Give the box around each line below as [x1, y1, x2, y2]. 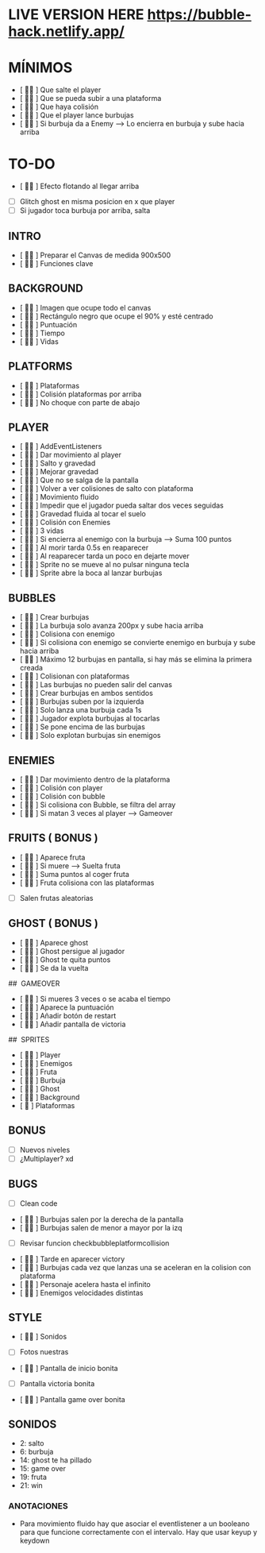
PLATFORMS [8, 360, 73, 373]
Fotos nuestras [19, 1347, 69, 1357]
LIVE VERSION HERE [8, 6, 144, 24]
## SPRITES [8, 1034, 50, 1044]
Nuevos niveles [19, 1145, 71, 1154]
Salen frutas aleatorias [19, 893, 94, 902]
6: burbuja [19, 1447, 54, 1457]
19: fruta [19, 1472, 48, 1482]
